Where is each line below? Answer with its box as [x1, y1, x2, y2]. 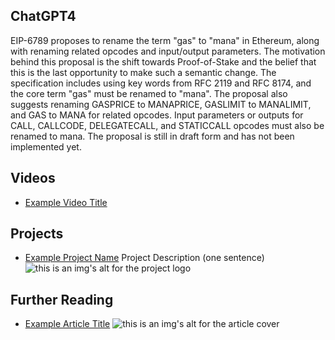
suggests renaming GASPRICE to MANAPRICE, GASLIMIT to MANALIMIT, [10, 98, 312, 110]
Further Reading [10, 291, 114, 308]
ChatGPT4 [10, 8, 77, 25]
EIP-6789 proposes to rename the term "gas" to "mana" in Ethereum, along [10, 34, 320, 46]
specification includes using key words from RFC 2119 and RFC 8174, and [10, 77, 312, 89]
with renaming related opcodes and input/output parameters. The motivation [10, 45, 326, 57]
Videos [10, 170, 56, 187]
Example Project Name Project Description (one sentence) [24, 252, 265, 264]
